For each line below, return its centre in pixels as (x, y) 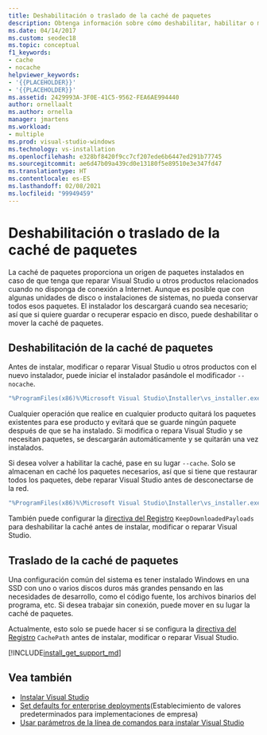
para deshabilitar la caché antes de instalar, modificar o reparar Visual (123, 527)
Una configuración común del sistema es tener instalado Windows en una (129, 580)
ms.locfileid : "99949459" (51, 193)
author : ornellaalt (41, 104)
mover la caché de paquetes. (56, 323)
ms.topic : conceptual (44, 45)
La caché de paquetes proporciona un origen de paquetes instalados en (126, 272)
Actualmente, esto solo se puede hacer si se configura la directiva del (122, 629)
